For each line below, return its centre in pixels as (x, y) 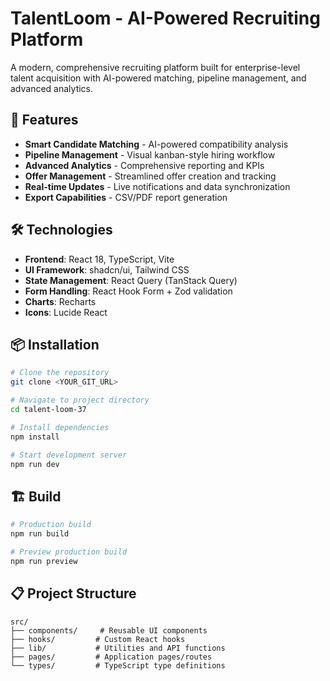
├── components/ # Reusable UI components (109, 630)
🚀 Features (44, 120)
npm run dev (35, 464)
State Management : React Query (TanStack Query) (131, 280)
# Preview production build (69, 552)
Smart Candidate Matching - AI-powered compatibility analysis (156, 144)
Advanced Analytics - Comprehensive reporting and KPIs (144, 165)
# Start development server (69, 455)
